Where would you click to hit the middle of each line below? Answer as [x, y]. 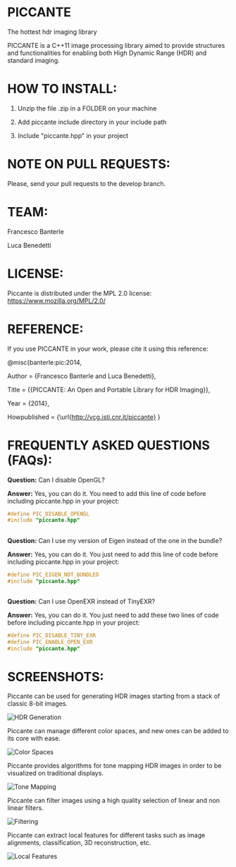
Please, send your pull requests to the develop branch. [87, 183]
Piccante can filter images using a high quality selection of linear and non [114, 801]
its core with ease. [34, 738]
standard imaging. [33, 60]
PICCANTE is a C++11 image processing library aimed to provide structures [116, 45]
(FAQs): [30, 460]
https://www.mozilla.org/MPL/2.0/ [56, 301]
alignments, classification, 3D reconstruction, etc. [79, 843]
